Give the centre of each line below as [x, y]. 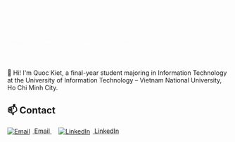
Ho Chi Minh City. [33, 87]
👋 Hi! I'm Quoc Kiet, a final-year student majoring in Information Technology [117, 73]
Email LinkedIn [77, 131]
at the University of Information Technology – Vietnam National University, [115, 80]
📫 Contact [32, 111]
